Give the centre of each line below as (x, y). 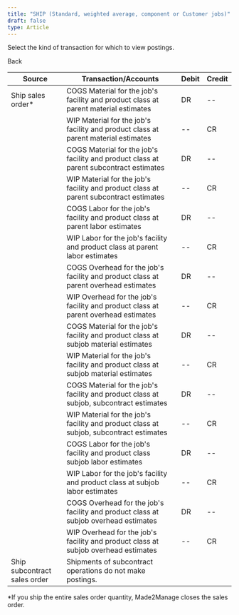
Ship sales (28, 96)
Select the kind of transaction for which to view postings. (91, 48)
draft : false (27, 21)
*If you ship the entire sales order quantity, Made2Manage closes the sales (118, 597)
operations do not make (106, 571)
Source (35, 79)
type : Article (28, 27)
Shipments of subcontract (110, 562)
